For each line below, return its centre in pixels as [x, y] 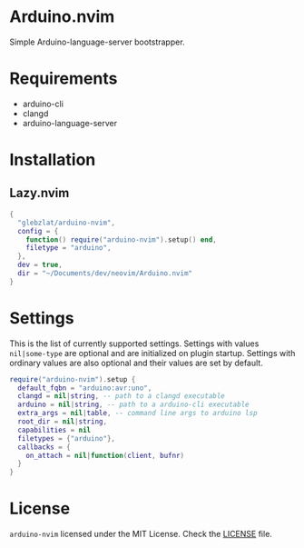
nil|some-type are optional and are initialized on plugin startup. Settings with [152, 353]
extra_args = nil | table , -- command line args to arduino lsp [137, 413]
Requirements [64, 79]
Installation [53, 160]
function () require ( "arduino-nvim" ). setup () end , [122, 239]
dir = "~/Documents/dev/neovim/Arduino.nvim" [105, 274]
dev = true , [40, 265]
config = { [38, 231]
